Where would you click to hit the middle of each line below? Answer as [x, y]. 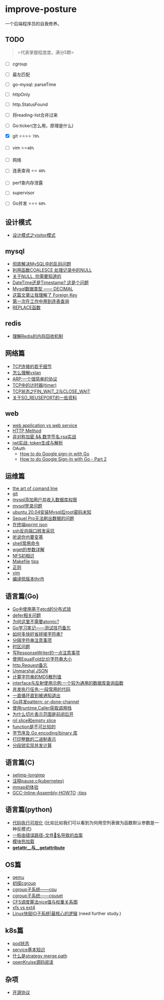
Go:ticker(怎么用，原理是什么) [43, 126]
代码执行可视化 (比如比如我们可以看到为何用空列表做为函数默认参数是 [83, 822]
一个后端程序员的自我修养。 [34, 23]
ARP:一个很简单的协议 [35, 379]
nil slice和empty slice [34, 721]
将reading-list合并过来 [35, 115]
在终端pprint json [30, 524]
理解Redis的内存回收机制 [38, 336]
